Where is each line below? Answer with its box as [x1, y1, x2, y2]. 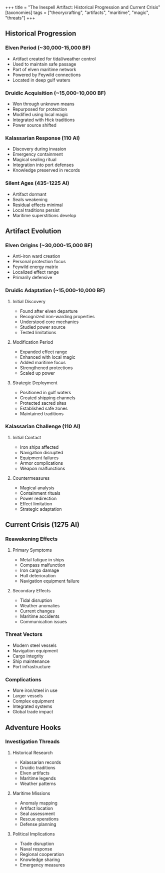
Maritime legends [19, 775, 56, 781]
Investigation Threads [5, 738, 60, 745]
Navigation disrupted [19, 449, 63, 455]
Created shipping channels [19, 395, 76, 401]
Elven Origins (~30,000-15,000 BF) [5, 242, 93, 249]
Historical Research [12, 749, 53, 755]
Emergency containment [12, 151, 63, 157]
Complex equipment [12, 698, 54, 704]
